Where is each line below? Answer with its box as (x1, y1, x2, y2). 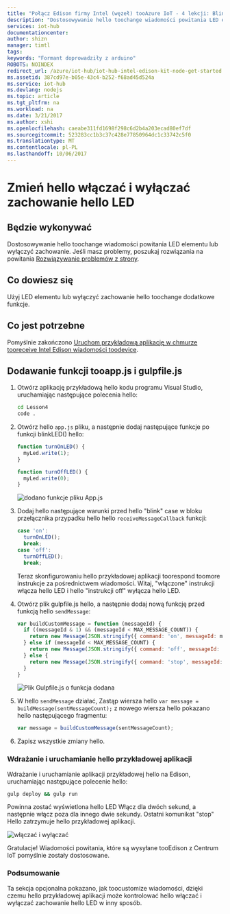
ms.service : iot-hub (7, 80, 66, 87)
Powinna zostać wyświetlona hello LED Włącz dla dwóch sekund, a (7, 803, 196, 811)
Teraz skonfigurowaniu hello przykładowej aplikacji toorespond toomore (16, 572, 220, 580)
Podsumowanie (7, 869, 60, 878)
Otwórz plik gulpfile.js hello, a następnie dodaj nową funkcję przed (16, 600, 205, 608)
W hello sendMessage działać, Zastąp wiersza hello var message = (16, 697, 199, 705)
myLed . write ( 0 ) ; (23, 475, 70, 482)
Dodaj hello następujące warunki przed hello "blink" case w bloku (16, 507, 203, 515)
